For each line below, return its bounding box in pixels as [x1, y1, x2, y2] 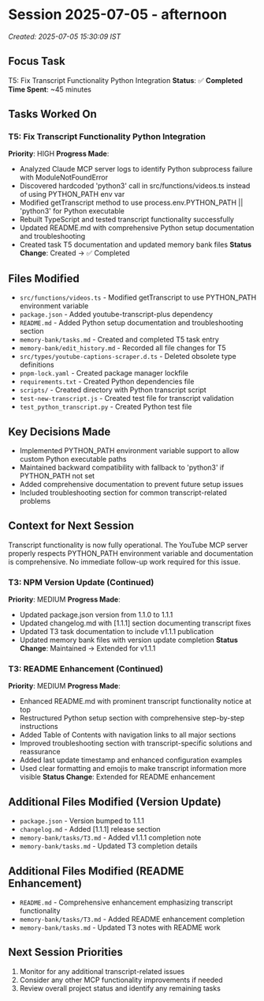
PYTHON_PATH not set [19, 471, 95, 481]
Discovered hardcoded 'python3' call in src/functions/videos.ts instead [19, 181, 251, 191]
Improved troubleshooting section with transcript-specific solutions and [19, 738, 252, 748]
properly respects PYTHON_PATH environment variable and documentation [8, 548, 254, 558]
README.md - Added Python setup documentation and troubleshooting [19, 318, 244, 327]
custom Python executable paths [19, 455, 127, 464]
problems [19, 497, 51, 506]
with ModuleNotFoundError [19, 172, 109, 183]
